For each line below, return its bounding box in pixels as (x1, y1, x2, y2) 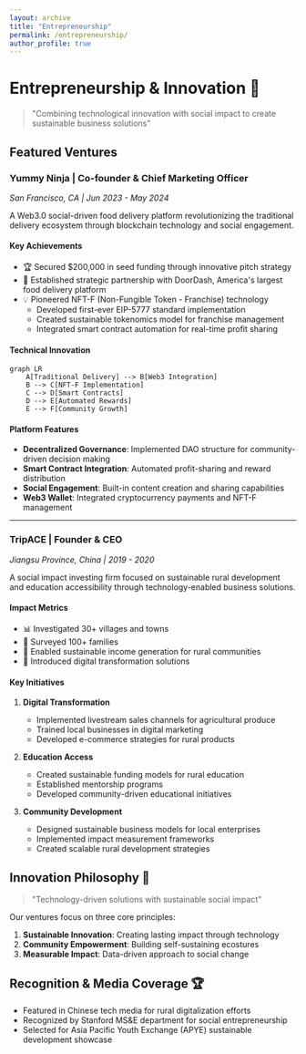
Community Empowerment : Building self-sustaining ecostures (22, 939, 260, 949)
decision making (48, 453, 111, 465)
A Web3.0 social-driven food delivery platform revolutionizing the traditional (9, 210, 294, 221)
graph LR (9, 365, 43, 374)
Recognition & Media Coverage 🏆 (9, 976, 205, 992)
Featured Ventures (9, 144, 118, 160)
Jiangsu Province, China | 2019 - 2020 (9, 553, 155, 565)
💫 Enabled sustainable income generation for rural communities (22, 646, 261, 656)
